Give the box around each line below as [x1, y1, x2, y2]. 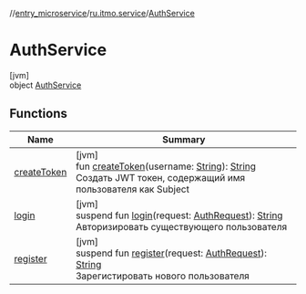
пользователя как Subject [76, 183, 189, 195]
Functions [9, 106, 68, 121]
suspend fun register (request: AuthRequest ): [76, 247, 267, 259]
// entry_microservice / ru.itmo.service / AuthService [9, 8, 196, 18]
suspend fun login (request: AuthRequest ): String [76, 209, 283, 222]
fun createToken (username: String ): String [76, 160, 257, 173]
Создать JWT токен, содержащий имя [76, 171, 246, 184]
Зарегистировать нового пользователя [76, 269, 250, 282]
